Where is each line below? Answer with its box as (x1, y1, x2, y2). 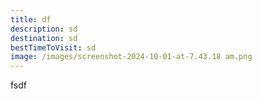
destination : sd (10, 33, 78, 43)
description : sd (10, 24, 78, 34)
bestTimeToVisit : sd (10, 42, 97, 53)
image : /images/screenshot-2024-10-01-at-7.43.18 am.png (10, 52, 253, 62)
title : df (10, 14, 52, 25)
